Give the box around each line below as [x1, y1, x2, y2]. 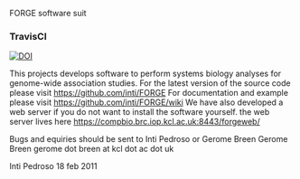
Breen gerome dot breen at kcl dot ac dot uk [9, 144, 174, 155]
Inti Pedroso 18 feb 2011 [9, 161, 98, 172]
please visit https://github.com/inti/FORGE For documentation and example [9, 88, 289, 99]
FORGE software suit [9, 8, 88, 18]
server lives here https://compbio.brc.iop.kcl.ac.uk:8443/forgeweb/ [9, 117, 260, 127]
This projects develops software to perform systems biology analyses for [9, 68, 282, 80]
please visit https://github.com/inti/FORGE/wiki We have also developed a [9, 97, 284, 108]
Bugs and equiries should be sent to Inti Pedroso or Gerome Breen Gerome [9, 134, 288, 145]
